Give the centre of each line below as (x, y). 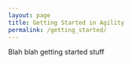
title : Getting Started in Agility (66, 23)
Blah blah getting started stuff (56, 52)
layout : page (29, 15)
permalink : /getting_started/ (58, 30)
